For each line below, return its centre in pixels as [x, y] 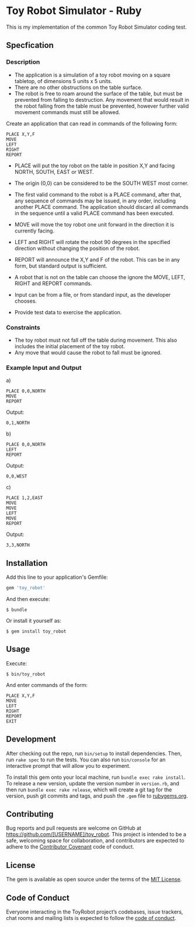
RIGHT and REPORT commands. [53, 283]
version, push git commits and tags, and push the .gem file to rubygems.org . [97, 796]
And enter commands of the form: [47, 685]
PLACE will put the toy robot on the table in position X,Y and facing [95, 166]
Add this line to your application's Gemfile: [57, 577]
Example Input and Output [44, 368]
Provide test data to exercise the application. [68, 312]
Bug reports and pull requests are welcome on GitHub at [74, 828]
